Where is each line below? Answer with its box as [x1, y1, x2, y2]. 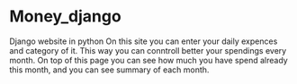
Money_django [9, 6, 121, 27]
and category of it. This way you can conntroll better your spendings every [9, 45, 287, 55]
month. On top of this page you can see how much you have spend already [9, 55, 288, 65]
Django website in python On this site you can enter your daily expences [9, 36, 278, 46]
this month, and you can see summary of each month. [9, 64, 210, 75]
